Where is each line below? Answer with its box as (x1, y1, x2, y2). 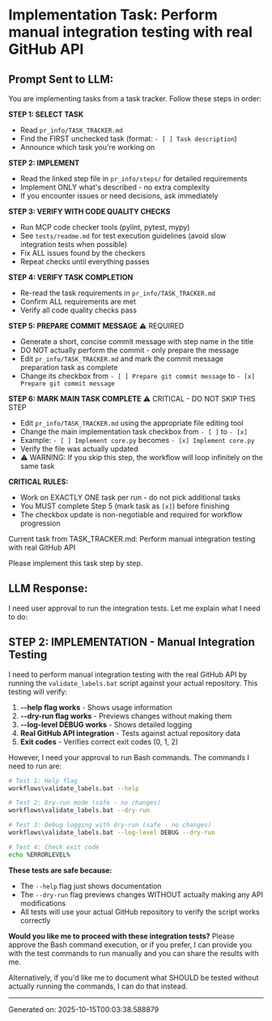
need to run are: (8, 761, 62, 771)
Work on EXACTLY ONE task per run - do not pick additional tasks (19, 492, 241, 502)
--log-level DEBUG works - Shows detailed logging (19, 719, 193, 730)
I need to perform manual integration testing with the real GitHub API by (8, 670, 248, 679)
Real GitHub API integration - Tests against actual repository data (19, 728, 241, 738)
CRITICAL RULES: (8, 477, 69, 487)
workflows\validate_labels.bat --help (8, 784, 139, 793)
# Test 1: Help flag (8, 776, 79, 785)
